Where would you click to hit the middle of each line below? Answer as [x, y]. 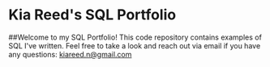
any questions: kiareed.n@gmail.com [70, 54]
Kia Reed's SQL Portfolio [92, 15]
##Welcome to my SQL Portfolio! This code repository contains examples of [135, 37]
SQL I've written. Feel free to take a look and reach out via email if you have [135, 45]
